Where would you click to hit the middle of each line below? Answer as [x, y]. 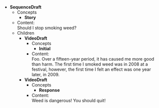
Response [49, 90]
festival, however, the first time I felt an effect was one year [91, 69]
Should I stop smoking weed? [47, 28]
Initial [45, 49]
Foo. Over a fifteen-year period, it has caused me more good [93, 59]
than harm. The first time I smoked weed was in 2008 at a [90, 64]
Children [25, 33]
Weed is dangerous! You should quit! [69, 100]
